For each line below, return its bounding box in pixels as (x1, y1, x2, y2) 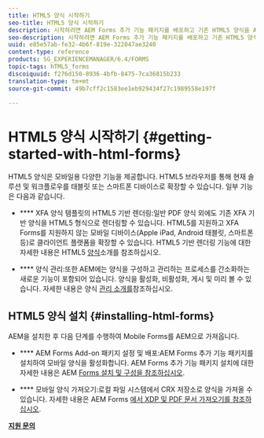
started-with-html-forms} (8, 145, 181, 163)
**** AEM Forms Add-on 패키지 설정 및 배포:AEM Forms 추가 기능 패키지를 (19, 348, 254, 358)
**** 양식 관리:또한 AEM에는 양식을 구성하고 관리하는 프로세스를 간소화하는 (19, 264, 250, 274)
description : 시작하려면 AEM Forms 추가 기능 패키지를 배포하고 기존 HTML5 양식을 (8, 26, 250, 34)
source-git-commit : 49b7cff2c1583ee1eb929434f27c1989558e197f (8, 84, 216, 93)
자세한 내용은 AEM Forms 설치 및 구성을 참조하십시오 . (19, 368, 185, 377)
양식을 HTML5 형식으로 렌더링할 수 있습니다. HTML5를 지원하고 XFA (27, 218, 240, 228)
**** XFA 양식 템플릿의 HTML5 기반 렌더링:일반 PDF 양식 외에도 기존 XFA (19, 208, 247, 218)
